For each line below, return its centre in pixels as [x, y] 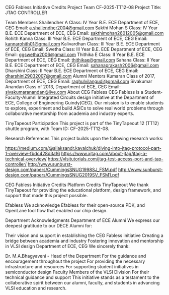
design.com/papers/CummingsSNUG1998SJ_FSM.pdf [61, 169]
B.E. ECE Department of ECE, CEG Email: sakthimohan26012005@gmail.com [84, 33]
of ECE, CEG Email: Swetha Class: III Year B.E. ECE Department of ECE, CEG [84, 49]
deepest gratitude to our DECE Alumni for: [49, 226]
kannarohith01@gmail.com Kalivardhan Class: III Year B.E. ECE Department [82, 44]
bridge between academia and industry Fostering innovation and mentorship [84, 241]
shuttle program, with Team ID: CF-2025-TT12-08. [57, 129]
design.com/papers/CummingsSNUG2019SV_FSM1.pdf [62, 175]
